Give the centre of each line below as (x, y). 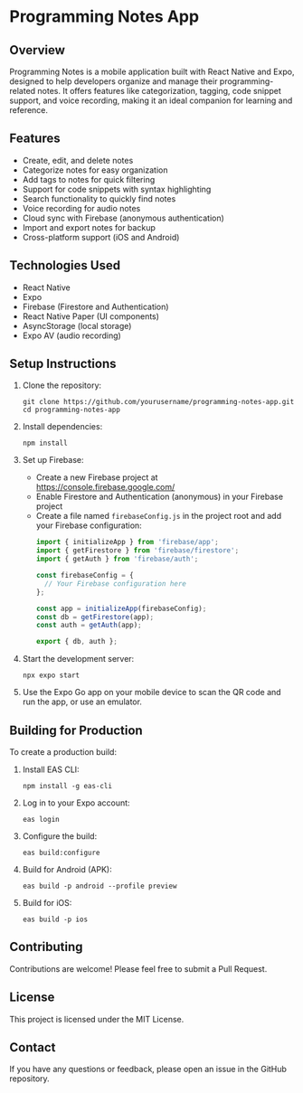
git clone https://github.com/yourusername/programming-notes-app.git (158, 402)
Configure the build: (60, 836)
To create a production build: (63, 752)
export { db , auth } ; (76, 642)
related (23, 91)
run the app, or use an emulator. (82, 702)
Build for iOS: (47, 903)
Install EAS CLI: (51, 769)
